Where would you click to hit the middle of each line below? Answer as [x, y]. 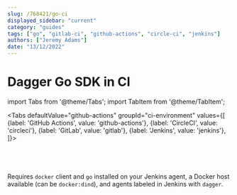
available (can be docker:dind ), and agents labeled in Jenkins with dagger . [115, 184]
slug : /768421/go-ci [38, 14]
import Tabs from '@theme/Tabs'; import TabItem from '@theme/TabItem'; [116, 101]
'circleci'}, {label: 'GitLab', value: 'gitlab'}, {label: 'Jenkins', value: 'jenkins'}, [117, 130]
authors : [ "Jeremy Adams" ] [47, 40]
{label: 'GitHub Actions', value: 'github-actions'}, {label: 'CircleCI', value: [112, 123]
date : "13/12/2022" [36, 47]
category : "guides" [36, 27]
